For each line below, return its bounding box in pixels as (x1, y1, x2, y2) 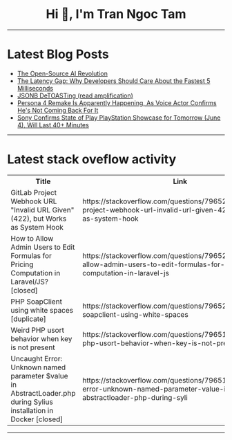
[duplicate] (10, 314, 46, 324)
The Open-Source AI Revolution (17, 69, 108, 77)
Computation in (10, 268, 61, 277)
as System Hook (10, 222, 64, 232)
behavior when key (10, 333, 72, 343)
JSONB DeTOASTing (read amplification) (17, 91, 133, 100)
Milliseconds (17, 84, 54, 92)
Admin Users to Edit (10, 242, 75, 252)
